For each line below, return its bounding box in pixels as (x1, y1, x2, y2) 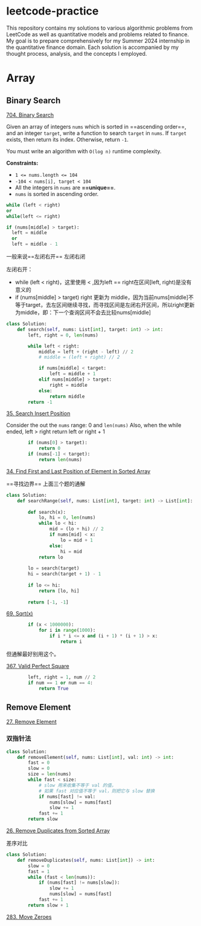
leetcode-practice (6, 4, 99, 18)
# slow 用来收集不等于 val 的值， (38, 782, 116, 788)
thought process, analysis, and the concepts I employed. (6, 50, 147, 57)
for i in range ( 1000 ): (38, 628, 96, 634)
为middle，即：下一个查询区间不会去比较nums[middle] (14, 309, 151, 316)
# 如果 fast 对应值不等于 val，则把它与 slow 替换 (38, 788, 155, 794)
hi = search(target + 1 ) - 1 (28, 571, 101, 577)
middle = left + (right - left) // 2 (38, 349, 134, 355)
